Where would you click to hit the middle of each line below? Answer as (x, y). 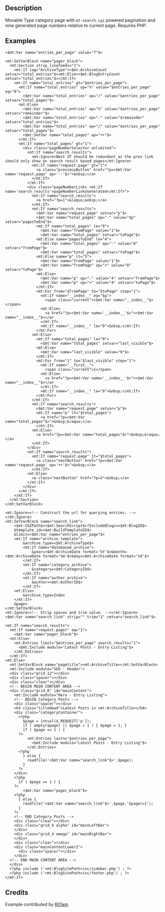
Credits (17, 893)
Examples (21, 41)
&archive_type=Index (44, 595)
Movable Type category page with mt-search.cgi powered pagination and (80, 20)
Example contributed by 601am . (37, 905)
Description (23, 8)
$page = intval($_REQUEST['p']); (57, 721)
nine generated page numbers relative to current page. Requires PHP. (76, 25)
